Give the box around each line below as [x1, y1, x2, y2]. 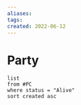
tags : [7, 16, 23, 23]
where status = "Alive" [7, 87, 76, 94]
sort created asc [7, 93, 57, 100]
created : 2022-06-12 [7, 23, 67, 30]
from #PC [7, 81, 32, 88]
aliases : [7, 10, 32, 17]
